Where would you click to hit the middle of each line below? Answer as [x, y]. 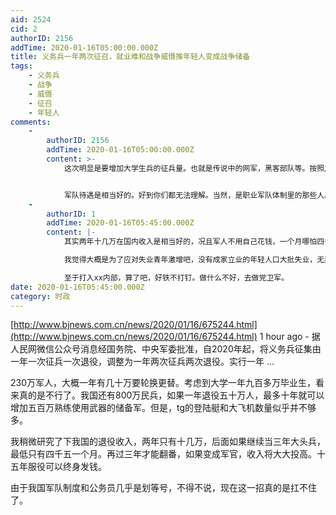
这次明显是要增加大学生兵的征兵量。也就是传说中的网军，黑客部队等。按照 [194, 168]
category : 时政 [40, 296]
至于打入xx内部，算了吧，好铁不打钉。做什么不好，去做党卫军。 [176, 277]
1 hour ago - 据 [290, 337]
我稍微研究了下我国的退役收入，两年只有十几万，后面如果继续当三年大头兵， [168, 442]
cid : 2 [24, 29]
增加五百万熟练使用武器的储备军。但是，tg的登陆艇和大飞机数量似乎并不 [159, 408]
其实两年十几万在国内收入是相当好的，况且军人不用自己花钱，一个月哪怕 [190, 242]
